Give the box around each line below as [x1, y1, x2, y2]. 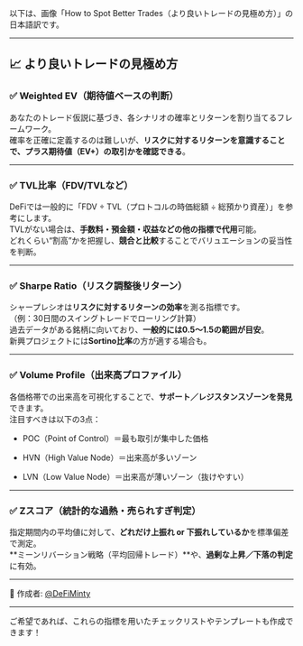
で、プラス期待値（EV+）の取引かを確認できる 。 [9, 145, 191, 156]
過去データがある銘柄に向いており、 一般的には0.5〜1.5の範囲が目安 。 [9, 324, 270, 336]
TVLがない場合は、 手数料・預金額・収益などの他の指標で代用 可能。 [9, 224, 262, 235]
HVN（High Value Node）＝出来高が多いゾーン [22, 452, 197, 463]
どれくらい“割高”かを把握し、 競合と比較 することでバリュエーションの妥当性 [9, 235, 293, 245]
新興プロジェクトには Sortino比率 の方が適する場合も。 [9, 336, 212, 346]
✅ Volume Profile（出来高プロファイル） [9, 369, 188, 382]
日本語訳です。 [9, 19, 65, 30]
